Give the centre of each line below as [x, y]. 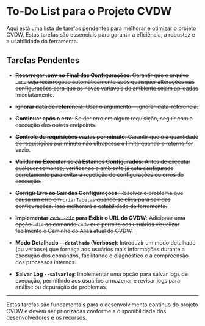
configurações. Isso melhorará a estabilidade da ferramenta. [91, 206]
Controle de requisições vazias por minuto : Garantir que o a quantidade [106, 136]
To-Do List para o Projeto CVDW [89, 11]
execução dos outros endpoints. [56, 125]
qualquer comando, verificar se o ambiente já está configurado [94, 168]
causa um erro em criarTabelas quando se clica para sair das [93, 199]
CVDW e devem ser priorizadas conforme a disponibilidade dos [86, 311]
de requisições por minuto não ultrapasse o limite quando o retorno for [104, 143]
